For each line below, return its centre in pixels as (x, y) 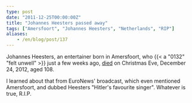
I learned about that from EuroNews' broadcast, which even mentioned (93, 81)
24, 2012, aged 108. (30, 69)
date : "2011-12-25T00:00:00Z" (44, 17)
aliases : (17, 34)
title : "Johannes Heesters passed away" (57, 23)
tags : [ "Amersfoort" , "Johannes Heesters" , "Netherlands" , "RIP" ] (90, 28)
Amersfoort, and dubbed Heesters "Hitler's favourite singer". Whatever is (96, 87)
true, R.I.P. (19, 94)
